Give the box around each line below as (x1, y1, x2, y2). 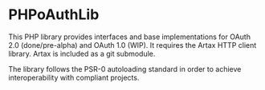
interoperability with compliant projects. (8, 72, 140, 82)
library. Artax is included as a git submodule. (8, 49, 156, 58)
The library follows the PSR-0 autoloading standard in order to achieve (8, 64, 242, 73)
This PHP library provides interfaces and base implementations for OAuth (8, 32, 251, 41)
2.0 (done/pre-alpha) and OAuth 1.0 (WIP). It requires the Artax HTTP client (8, 40, 257, 49)
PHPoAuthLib (8, 6, 100, 24)
